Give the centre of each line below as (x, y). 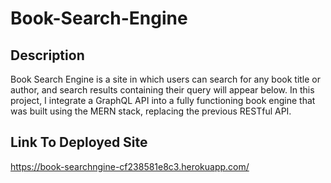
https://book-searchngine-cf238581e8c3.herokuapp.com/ (130, 166)
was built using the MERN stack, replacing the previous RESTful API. (151, 111)
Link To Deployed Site (79, 142)
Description (47, 55)
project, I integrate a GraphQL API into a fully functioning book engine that (163, 100)
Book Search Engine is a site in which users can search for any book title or (166, 79)
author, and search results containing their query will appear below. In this (162, 90)
